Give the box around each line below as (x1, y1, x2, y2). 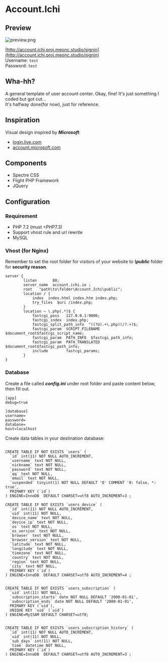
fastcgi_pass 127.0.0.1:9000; (32, 313, 100, 318)
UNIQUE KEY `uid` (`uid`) (10, 608, 64, 613)
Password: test (5, 63, 38, 68)
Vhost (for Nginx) (5, 247, 49, 255)
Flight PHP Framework (12, 178, 59, 184)
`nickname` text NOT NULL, (10, 462, 66, 467)
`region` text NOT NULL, (10, 559, 62, 564)
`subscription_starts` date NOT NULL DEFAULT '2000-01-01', (10, 595, 138, 600)
